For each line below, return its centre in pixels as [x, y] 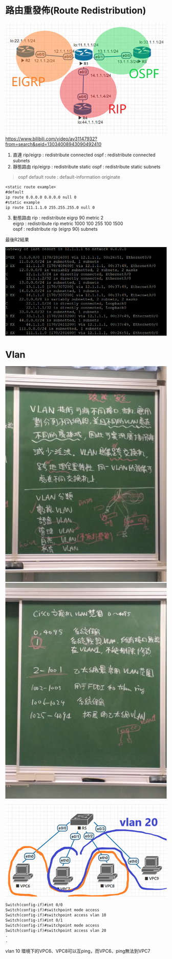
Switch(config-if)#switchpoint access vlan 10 [56, 915]
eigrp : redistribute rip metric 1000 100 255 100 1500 [68, 223]
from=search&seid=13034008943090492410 [53, 144]
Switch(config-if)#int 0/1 [34, 920]
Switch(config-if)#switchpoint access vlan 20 [56, 931]
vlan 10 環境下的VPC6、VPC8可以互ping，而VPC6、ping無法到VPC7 [78, 951]
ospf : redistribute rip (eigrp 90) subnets [55, 229]
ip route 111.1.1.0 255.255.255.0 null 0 [50, 208]
